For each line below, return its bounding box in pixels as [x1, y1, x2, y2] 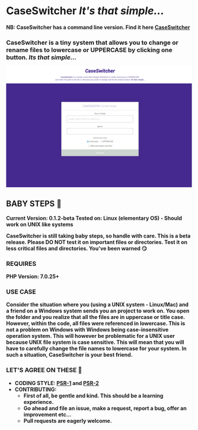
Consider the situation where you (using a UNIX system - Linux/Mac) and [6, 301, 189, 308]
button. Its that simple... [6, 53, 77, 61]
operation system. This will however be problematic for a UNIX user [6, 333, 175, 340]
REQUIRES [6, 259, 37, 268]
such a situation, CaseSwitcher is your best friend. [6, 351, 133, 359]
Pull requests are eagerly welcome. [23, 417, 112, 424]
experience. [23, 398, 54, 405]
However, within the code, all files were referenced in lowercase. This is [6, 320, 186, 327]
